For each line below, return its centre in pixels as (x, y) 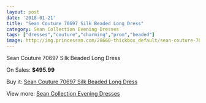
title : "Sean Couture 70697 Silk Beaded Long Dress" (75, 23)
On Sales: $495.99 (31, 70)
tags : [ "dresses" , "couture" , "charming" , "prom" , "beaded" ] (81, 35)
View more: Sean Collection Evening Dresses (63, 93)
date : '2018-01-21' (31, 18)
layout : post (23, 12)
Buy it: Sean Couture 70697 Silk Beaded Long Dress (72, 82)
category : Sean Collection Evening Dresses (63, 29)
